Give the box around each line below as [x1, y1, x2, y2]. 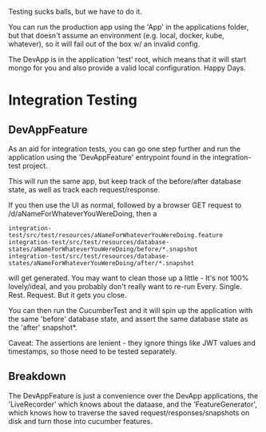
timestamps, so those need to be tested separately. [8, 347, 177, 356]
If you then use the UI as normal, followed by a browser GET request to [8, 200, 242, 210]
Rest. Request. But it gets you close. [8, 291, 127, 299]
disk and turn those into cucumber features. [8, 416, 153, 426]
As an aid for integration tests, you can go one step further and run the [8, 144, 241, 153]
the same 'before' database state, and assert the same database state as [8, 315, 248, 323]
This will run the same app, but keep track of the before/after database [8, 176, 241, 186]
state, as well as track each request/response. [8, 185, 161, 194]
